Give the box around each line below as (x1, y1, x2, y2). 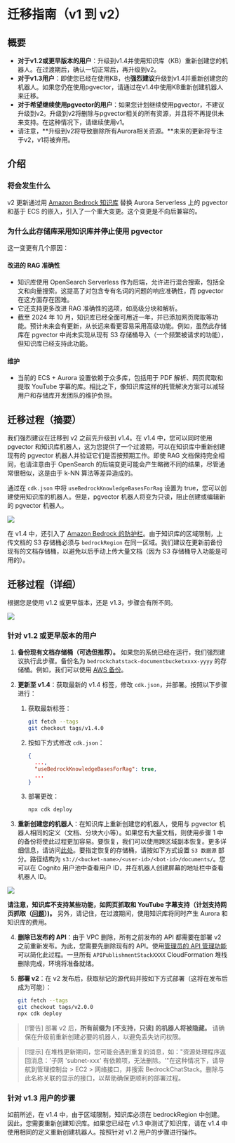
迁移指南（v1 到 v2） (7, 6, 128, 22)
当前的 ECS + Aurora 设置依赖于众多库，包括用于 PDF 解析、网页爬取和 (17, 374, 224, 382)
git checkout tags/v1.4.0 (27, 725, 104, 732)
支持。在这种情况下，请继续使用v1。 (23, 118, 128, 126)
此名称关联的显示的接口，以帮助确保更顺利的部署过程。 (24, 1073, 184, 1082)
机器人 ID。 (17, 873, 51, 881)
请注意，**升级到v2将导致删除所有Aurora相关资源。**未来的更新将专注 (17, 127, 223, 135)
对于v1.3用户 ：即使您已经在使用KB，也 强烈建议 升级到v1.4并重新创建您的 (17, 74, 228, 82)
